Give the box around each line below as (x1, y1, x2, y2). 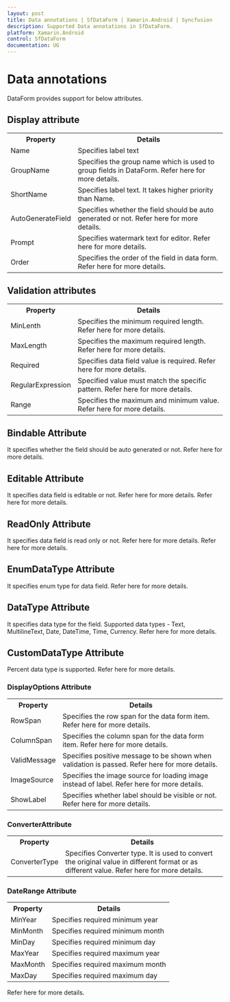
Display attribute (7, 114, 80, 126)
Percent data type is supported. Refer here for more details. (7, 665, 176, 674)
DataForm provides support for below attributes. (7, 94, 144, 102)
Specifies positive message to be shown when (62, 751, 212, 760)
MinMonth (10, 926, 43, 936)
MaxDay (10, 971, 38, 981)
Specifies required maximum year (51, 948, 160, 958)
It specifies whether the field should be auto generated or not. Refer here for (7, 446, 222, 454)
